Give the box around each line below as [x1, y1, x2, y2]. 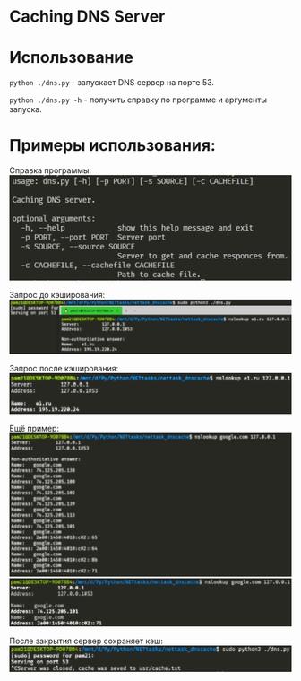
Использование [9, 48, 134, 68]
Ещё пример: [9, 423, 60, 434]
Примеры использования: [9, 135, 217, 156]
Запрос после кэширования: [9, 363, 119, 374]
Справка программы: [9, 165, 92, 176]
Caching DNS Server [9, 6, 166, 27]
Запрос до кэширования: [9, 289, 106, 300]
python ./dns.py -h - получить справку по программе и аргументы [9, 94, 267, 105]
